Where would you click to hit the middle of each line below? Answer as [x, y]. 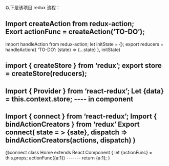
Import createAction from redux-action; [70, 24]
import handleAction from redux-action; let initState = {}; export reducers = [84, 44]
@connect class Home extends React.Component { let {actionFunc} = [79, 153]
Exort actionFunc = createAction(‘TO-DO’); [75, 32]
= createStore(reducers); [46, 74]
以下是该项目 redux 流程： [33, 7]
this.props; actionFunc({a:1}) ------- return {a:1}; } [58, 158]
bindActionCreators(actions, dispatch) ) [70, 140]
